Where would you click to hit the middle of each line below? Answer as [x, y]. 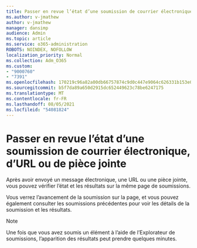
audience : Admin [26, 33]
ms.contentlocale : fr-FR [36, 98]
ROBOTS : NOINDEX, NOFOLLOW [39, 50]
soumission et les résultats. [39, 210]
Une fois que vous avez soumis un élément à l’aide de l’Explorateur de [91, 233]
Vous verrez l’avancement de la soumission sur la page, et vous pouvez [92, 198]
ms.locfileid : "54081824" [38, 110]
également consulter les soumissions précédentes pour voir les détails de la [98, 203]
